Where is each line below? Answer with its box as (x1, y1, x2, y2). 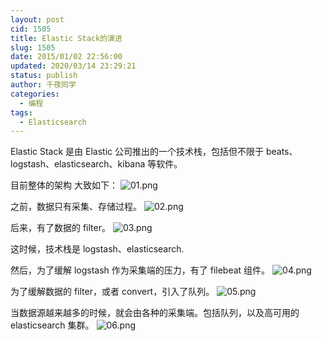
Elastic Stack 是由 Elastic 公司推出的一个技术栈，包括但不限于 (10, 146, 264, 158)
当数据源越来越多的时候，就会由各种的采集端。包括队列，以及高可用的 (10, 307, 300, 319)
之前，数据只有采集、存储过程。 (10, 201, 142, 213)
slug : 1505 (10, 42, 56, 53)
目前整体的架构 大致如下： (10, 179, 118, 191)
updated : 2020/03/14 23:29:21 (10, 61, 137, 71)
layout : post (10, 14, 65, 25)
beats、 (265, 146, 298, 158)
